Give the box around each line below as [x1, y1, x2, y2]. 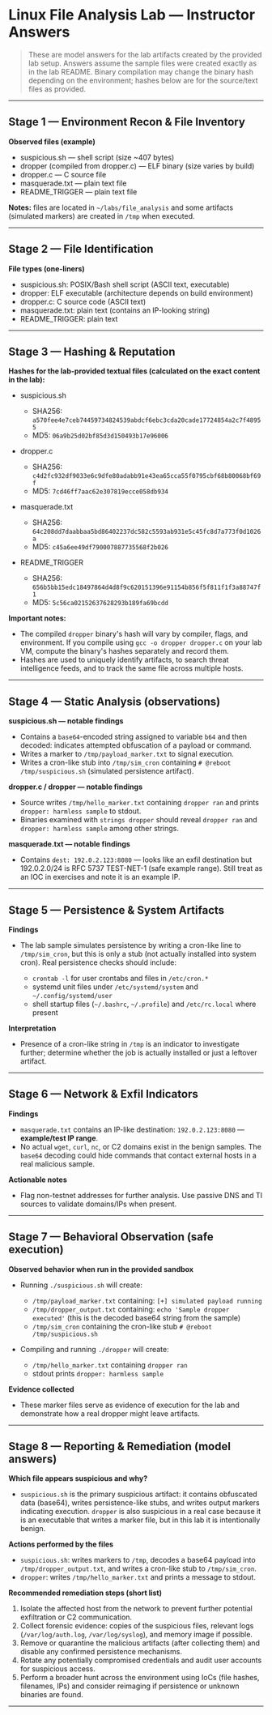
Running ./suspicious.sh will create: [19, 1280, 143, 1290]
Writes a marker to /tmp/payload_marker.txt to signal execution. [19, 749, 235, 759]
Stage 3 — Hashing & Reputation [8, 344, 176, 358]
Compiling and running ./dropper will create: [19, 1344, 169, 1354]
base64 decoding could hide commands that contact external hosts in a [19, 1150, 257, 1160]
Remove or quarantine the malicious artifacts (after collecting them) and [19, 1638, 261, 1648]
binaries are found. [19, 1690, 83, 1700]
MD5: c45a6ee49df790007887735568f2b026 [32, 542, 168, 552]
